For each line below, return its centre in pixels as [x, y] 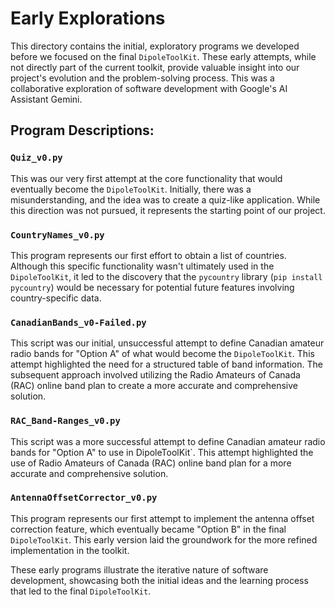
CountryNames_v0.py [57, 235]
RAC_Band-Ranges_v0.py [65, 421]
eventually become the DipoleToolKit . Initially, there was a [131, 189]
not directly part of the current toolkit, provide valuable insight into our [155, 67]
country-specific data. [56, 298]
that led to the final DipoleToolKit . [81, 591]
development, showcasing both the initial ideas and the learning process [159, 580]
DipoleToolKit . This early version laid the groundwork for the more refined [164, 539]
